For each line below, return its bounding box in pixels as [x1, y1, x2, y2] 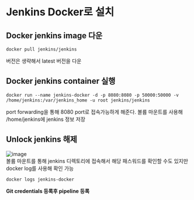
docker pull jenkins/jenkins [6, 46, 77, 52]
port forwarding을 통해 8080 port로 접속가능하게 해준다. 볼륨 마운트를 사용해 [6, 108, 183, 115]
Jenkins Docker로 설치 [6, 5, 115, 19]
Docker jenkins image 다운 [6, 30, 103, 40]
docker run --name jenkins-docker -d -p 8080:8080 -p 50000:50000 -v [6, 92, 179, 98]
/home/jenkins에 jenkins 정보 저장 [6, 116, 86, 123]
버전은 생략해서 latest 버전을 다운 [6, 57, 82, 65]
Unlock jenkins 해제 [6, 134, 78, 144]
